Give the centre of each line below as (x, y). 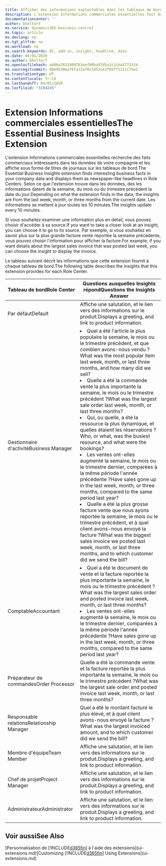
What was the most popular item (118, 356)
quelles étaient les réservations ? (118, 430)
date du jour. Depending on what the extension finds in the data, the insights (82, 194)
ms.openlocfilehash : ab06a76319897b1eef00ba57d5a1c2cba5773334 (72, 65)
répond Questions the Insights (119, 290)
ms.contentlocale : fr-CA (31, 79)
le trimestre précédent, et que (114, 343)
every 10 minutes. (23, 210)
